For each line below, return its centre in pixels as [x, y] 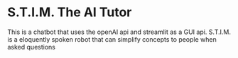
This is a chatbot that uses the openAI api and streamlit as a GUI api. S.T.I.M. [119, 32]
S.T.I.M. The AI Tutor [70, 12]
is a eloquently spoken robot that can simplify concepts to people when [112, 39]
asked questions [31, 47]
